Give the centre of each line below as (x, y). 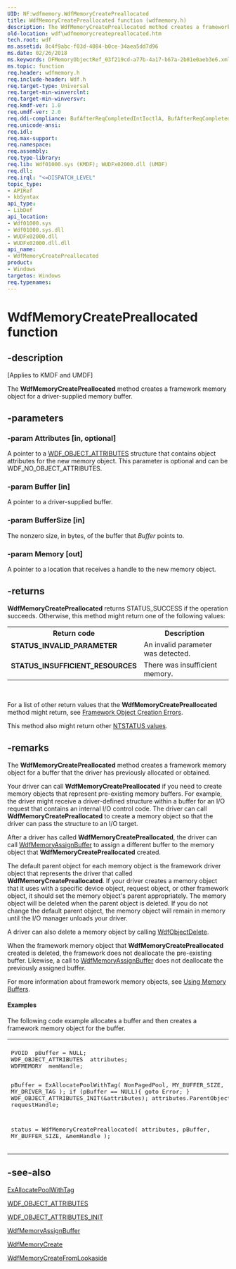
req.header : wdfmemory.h (44, 73)
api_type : (22, 204)
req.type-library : (34, 158)
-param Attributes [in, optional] (62, 438)
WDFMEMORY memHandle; (47, 1066)
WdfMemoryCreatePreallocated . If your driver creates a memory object (112, 880)
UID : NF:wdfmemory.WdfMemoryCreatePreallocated (78, 14)
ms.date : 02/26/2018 (38, 54)
